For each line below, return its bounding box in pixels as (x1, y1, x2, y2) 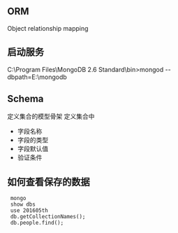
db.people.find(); (10, 220, 64, 227)
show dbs (10, 201, 36, 209)
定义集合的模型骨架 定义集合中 (7, 112, 95, 121)
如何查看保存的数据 (7, 176, 90, 188)
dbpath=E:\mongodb (7, 73, 68, 81)
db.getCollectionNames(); (10, 213, 86, 220)
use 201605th (10, 207, 49, 214)
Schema (7, 93, 44, 105)
